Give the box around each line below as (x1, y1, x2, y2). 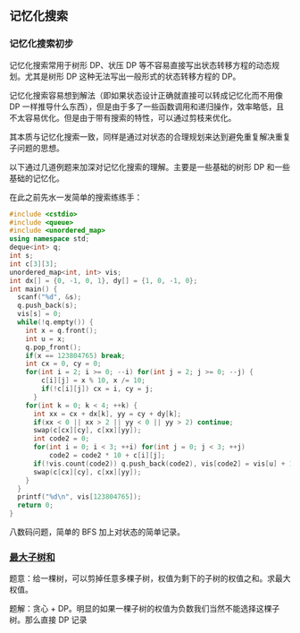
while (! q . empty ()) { (17, 318, 94, 327)
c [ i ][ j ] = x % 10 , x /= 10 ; (41, 376, 146, 385)
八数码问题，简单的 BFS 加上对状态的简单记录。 (9, 526, 186, 537)
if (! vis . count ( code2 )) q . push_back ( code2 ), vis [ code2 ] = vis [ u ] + (32, 459, 286, 468)
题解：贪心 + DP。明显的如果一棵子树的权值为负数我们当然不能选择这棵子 (9, 603, 280, 614)
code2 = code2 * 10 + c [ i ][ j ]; (48, 451, 166, 460)
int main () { (9, 285, 58, 294)
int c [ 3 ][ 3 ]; (9, 259, 58, 269)
